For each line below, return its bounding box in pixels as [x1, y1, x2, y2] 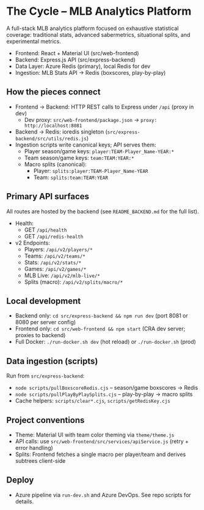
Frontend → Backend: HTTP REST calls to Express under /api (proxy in [15, 103, 194, 110]
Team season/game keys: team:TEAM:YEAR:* [24, 154, 134, 161]
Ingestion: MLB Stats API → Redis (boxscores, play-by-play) [15, 69, 166, 76]
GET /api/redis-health [24, 232, 84, 240]
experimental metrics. [6, 37, 61, 45]
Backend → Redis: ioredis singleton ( [15, 128, 108, 135]
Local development [6, 295, 81, 306]
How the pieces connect [6, 87, 101, 97]
